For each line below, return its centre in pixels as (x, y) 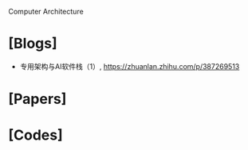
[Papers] (37, 99)
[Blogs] (33, 44)
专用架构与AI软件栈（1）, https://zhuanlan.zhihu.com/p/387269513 (130, 66)
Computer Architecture (46, 12)
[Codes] (36, 135)
